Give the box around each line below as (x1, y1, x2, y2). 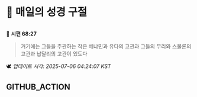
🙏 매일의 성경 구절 (6, 5, 88, 19)
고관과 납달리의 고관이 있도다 (20, 50, 88, 57)
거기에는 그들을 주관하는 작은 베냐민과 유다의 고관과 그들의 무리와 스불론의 (20, 43, 192, 50)
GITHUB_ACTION (6, 82, 71, 92)
